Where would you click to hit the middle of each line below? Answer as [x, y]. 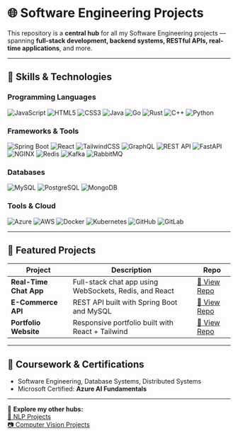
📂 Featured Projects [52, 250]
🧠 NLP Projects [29, 417]
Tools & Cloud [32, 206]
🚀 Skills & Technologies [59, 77]
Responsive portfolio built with [123, 323]
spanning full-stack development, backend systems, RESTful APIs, [108, 40]
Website [25, 332]
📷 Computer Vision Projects [49, 425]
